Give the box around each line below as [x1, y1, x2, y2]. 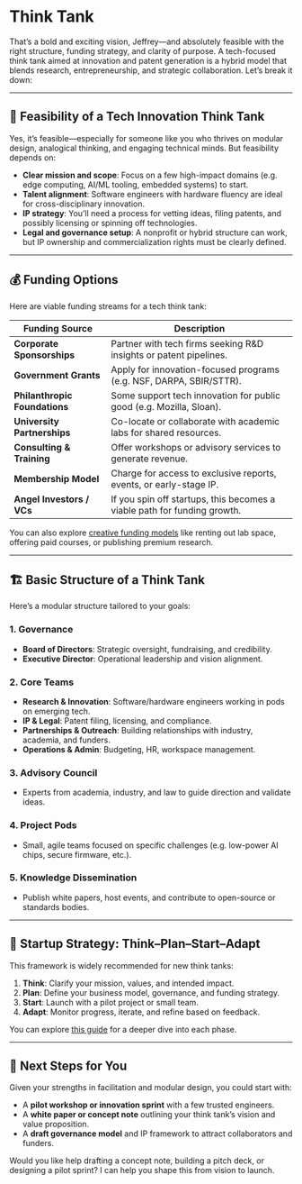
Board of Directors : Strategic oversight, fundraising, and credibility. [22, 643, 272, 654]
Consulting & [13, 441, 71, 453]
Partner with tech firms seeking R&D [111, 337, 264, 350]
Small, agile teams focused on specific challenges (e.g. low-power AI [22, 840, 279, 851]
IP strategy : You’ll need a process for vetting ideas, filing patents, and [22, 207, 281, 218]
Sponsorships [13, 349, 75, 361]
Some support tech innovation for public [111, 389, 281, 402]
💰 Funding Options [9, 272, 119, 287]
